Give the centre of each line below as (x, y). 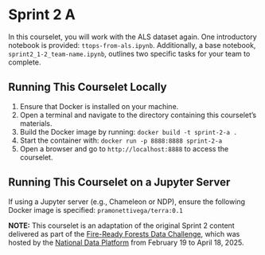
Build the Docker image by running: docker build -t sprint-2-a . (128, 131)
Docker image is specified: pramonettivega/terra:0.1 (95, 210)
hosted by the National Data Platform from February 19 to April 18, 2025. (126, 242)
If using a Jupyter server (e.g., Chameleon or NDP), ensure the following (127, 202)
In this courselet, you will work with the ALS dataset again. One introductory (132, 37)
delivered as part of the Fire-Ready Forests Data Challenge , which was (124, 233)
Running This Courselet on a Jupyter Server (119, 182)
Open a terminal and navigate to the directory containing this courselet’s (138, 115)
